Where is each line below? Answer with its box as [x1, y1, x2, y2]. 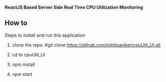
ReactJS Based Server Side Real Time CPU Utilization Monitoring [5, 5, 143, 10]
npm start [12, 71, 32, 77]
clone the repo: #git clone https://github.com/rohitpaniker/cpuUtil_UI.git [12, 42, 161, 48]
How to [5, 19, 28, 27]
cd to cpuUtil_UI [12, 51, 45, 57]
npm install [12, 61, 35, 67]
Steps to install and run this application [5, 32, 85, 38]
